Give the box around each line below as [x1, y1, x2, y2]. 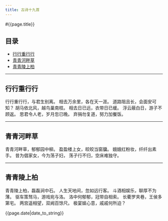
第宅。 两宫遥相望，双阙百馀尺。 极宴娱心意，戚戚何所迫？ [5, 200, 126, 206]
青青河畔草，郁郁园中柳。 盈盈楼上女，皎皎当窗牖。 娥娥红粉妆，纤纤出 [5, 146, 152, 152]
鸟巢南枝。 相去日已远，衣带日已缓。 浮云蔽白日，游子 [45, 105, 158, 111]
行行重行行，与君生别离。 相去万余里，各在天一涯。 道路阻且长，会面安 [5, 99, 152, 105]
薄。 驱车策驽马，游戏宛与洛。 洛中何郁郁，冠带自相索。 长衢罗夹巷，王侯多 [5, 193, 162, 199]
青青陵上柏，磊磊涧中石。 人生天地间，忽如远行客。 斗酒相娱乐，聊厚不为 [5, 187, 156, 193]
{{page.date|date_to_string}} [5, 210, 64, 216]
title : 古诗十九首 [5, 7, 40, 13]
